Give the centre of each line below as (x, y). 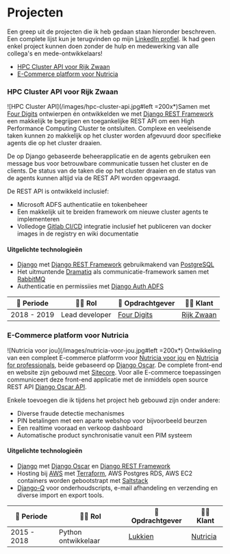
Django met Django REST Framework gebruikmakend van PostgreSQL (115, 264)
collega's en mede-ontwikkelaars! (55, 53)
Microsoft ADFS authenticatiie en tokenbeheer (82, 205)
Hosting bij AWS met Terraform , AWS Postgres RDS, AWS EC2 (105, 473)
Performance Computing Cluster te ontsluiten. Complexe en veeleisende (109, 129)
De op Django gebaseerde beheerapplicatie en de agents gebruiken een (109, 156)
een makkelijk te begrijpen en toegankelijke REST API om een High (101, 121)
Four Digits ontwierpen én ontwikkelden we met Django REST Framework (110, 114)
